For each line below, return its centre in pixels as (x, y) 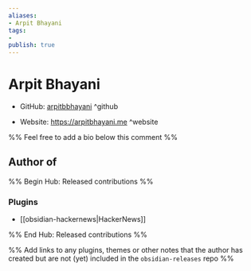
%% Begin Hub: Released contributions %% (81, 181)
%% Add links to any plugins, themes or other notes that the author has (125, 250)
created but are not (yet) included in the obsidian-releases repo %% (121, 258)
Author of (33, 163)
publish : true (32, 45)
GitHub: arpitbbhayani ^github (69, 106)
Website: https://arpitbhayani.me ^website (89, 122)
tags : (17, 30)
